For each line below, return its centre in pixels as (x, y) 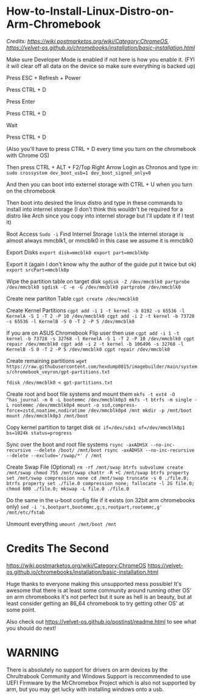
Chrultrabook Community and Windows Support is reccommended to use (98, 676)
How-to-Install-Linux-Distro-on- (90, 11)
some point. (21, 610)
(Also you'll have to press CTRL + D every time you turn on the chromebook (101, 148)
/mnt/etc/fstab (26, 512)
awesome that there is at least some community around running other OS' (99, 590)
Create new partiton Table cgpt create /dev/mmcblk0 (72, 298)
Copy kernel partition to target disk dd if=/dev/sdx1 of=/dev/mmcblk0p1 (96, 427)
